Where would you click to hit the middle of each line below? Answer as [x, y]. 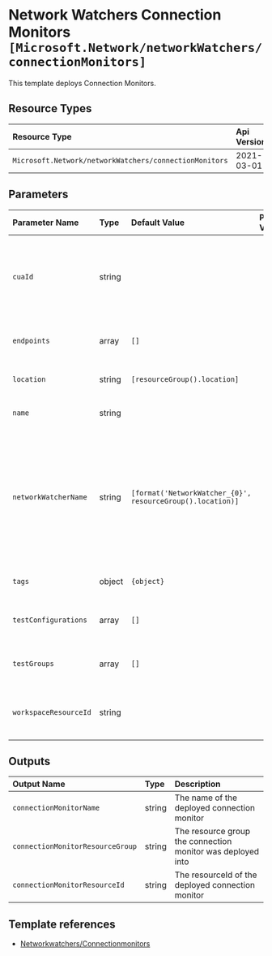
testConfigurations [50, 620]
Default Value [157, 223]
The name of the [206, 798]
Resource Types [50, 108]
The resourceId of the [216, 875]
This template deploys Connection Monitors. [82, 83]
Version [251, 141]
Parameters [38, 195]
